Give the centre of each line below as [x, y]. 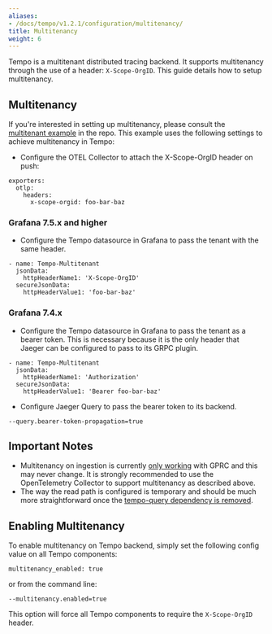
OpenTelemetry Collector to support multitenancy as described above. [138, 483]
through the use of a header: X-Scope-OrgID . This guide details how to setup [135, 71]
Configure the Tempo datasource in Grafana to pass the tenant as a [133, 330]
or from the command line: [53, 584]
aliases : [23, 16]
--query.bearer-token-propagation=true [76, 421]
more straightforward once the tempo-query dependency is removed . [136, 501]
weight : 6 [25, 39]
